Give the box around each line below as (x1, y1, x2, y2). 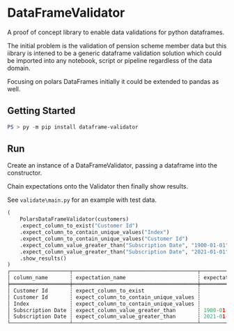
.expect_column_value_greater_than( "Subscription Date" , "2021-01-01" (19, 248, 229, 256)
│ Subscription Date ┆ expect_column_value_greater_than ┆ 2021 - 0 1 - (7, 313, 229, 321)
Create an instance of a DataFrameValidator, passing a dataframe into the (7, 161, 218, 170)
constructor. (7, 169, 42, 177)
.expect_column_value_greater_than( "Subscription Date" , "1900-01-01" (19, 242, 229, 249)
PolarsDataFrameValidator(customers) (19, 216, 130, 223)
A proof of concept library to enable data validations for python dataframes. (7, 28, 225, 36)
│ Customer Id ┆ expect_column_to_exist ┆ (7, 287, 201, 294)
